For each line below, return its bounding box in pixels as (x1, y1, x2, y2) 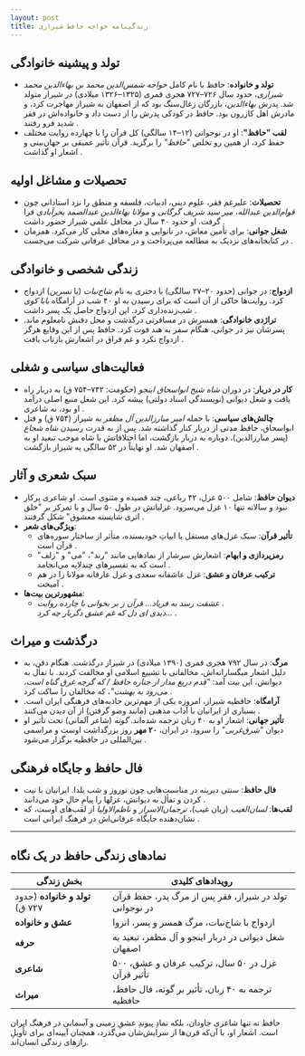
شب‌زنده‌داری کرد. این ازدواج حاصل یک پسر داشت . (23, 304, 197, 315)
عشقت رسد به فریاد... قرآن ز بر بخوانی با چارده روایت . (36, 597, 224, 608)
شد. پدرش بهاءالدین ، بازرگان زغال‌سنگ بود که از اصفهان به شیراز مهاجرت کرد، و (23, 99, 294, 109)
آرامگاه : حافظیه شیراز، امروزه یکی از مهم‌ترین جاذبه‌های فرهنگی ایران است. (23, 696, 280, 707)
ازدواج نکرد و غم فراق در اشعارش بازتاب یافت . (23, 333, 185, 344)
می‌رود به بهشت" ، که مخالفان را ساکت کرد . (23, 686, 173, 697)
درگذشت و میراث (10, 633, 98, 648)
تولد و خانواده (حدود (14, 890, 91, 902)
